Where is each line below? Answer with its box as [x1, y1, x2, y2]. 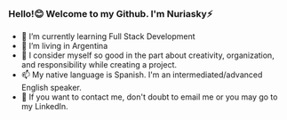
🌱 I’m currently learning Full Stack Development [20, 31, 196, 42]
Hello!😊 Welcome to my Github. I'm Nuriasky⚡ [8, 7, 213, 20]
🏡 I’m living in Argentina [20, 41, 108, 52]
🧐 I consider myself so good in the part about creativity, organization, [20, 50, 275, 60]
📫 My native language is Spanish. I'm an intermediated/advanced [20, 69, 263, 80]
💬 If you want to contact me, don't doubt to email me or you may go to [20, 92, 278, 102]
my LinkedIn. [20, 101, 68, 112]
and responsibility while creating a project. [20, 60, 177, 70]
